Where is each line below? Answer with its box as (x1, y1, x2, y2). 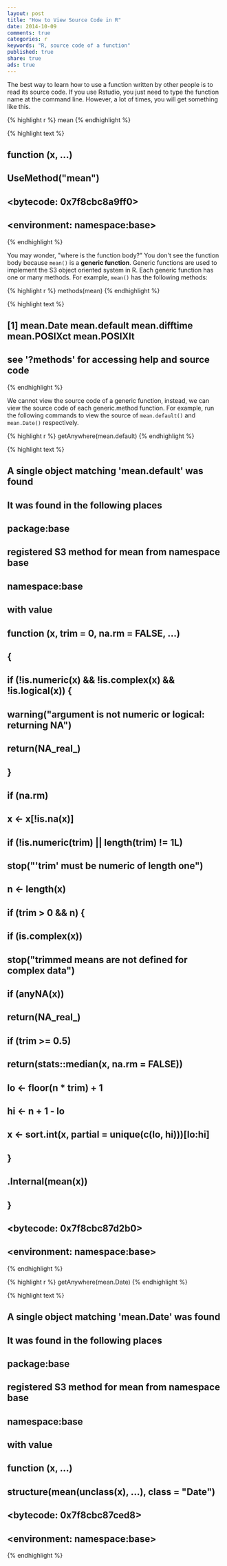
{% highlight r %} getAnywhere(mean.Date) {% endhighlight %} (7, 1278, 188, 1286)
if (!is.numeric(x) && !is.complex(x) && (7, 674, 175, 686)
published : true (7, 49, 54, 56)
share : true (7, 55, 41, 62)
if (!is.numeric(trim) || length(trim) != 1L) (7, 836, 184, 849)
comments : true (7, 29, 51, 37)
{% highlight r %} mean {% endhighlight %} (7, 115, 131, 124)
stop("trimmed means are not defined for (7, 953, 188, 966)
